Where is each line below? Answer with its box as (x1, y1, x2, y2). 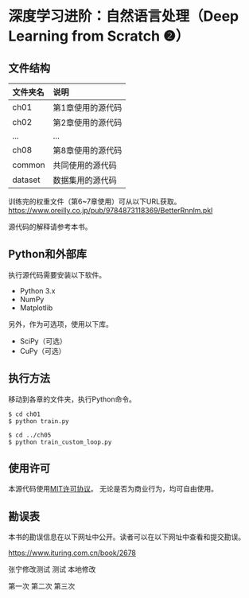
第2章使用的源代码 (53, 117, 123, 128)
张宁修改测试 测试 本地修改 (8, 565, 96, 574)
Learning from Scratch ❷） (8, 27, 190, 45)
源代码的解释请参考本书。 (8, 222, 92, 231)
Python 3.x (19, 285, 56, 295)
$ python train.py (8, 417, 69, 425)
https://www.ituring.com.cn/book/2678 (8, 548, 137, 557)
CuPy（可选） (19, 346, 66, 355)
